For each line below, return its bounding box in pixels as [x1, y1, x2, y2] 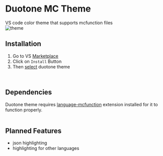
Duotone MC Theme [5, 3, 91, 15]
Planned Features [5, 126, 62, 135]
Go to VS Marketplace [12, 53, 59, 59]
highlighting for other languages [12, 145, 80, 151]
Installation [5, 40, 41, 48]
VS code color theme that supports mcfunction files [5, 20, 113, 26]
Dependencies [5, 88, 52, 97]
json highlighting [12, 140, 47, 146]
